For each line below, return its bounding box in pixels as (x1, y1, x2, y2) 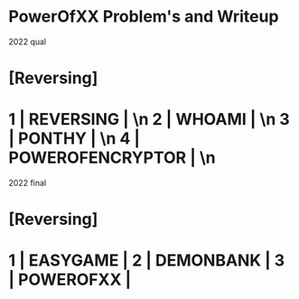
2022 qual (8, 36, 47, 47)
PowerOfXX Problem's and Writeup (8, 6, 279, 27)
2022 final (8, 178, 47, 189)
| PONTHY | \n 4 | (8, 128, 141, 149)
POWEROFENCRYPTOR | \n (8, 147, 216, 168)
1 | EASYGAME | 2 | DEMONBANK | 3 (8, 250, 285, 271)
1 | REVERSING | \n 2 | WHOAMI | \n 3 (8, 109, 290, 130)
